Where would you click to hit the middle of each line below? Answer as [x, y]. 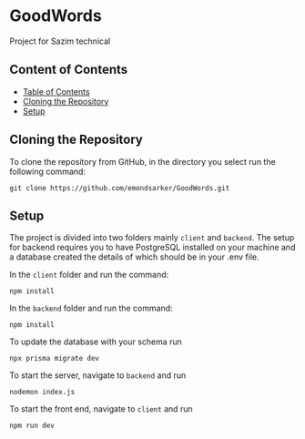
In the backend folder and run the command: [91, 308]
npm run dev [32, 426]
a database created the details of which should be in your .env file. [134, 257]
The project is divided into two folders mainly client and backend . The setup [152, 238]
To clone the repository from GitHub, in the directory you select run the [142, 161]
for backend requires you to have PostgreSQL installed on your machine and [152, 248]
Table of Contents [56, 91]
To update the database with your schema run [96, 342]
